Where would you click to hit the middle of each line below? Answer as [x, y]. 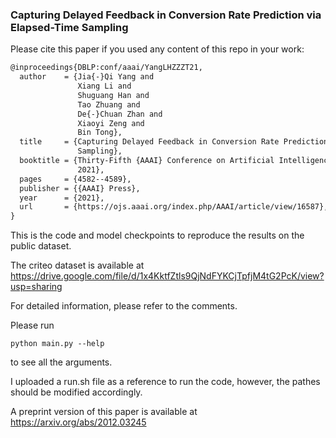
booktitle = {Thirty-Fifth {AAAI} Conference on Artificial [147, 161]
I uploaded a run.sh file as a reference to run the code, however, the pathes [165, 382]
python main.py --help [57, 344]
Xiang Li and [104, 86]
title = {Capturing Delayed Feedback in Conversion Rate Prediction [174, 142]
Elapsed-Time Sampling [69, 27]
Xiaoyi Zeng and [111, 123]
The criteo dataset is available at [77, 265]
